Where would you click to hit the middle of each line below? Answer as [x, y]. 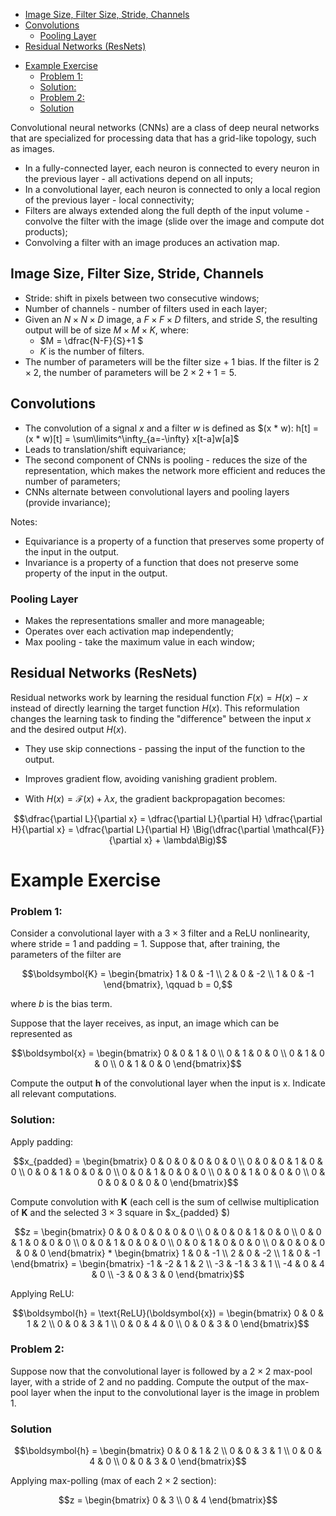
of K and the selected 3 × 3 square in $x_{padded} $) [120, 1212]
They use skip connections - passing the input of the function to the [165, 748]
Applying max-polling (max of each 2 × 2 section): [113, 1481]
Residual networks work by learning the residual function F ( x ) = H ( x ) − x [159, 697]
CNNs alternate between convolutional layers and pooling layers [157, 491]
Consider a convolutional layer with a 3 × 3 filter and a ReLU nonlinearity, [160, 933]
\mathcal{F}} [298, 829]
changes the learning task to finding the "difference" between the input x [161, 718]
